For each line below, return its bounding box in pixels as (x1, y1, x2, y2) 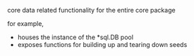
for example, (7, 20, 44, 27)
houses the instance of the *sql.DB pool (17, 33, 134, 41)
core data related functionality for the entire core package (7, 6, 176, 14)
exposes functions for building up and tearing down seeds (17, 41, 188, 48)
